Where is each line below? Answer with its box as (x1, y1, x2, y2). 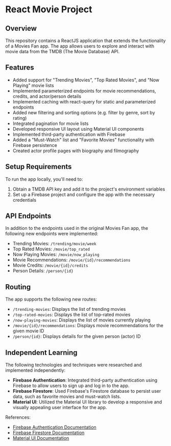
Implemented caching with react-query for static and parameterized (12, 98, 156, 104)
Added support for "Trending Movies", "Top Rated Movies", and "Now (12, 77, 160, 83)
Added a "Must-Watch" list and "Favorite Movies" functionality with (12, 137, 155, 143)
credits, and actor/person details (12, 93, 82, 99)
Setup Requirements (5, 162, 72, 171)
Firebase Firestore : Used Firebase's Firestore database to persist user (12, 388, 161, 394)
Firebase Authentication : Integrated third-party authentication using (12, 377, 158, 384)
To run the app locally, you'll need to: (5, 176, 83, 182)
